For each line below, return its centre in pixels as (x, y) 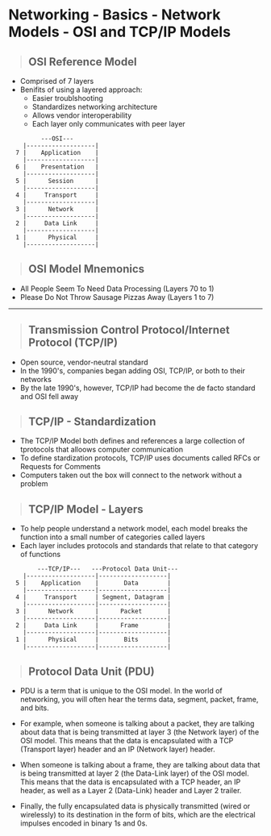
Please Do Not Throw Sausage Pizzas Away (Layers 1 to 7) (117, 297)
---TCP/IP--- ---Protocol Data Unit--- (108, 569)
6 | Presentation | (57, 167)
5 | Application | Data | (94, 583)
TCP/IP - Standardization (92, 422)
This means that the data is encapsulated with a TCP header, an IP (130, 782)
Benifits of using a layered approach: (81, 89)
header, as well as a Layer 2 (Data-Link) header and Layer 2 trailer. (131, 791)
